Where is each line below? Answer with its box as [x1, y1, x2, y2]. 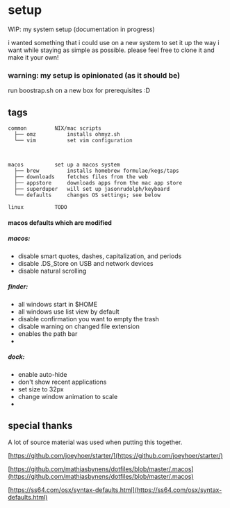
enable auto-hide [17, 370, 67, 378]
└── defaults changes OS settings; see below [14, 192, 161, 199]
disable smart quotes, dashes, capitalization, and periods [17, 252, 182, 260]
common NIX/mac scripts [8, 125, 101, 132]
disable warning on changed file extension [17, 322, 140, 330]
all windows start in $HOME [17, 300, 98, 308]
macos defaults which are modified [8, 218, 112, 227]
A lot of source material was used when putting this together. [8, 438, 183, 446]
